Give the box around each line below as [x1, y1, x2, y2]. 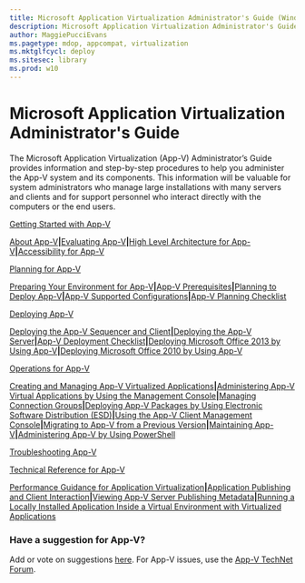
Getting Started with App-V [9, 218, 111, 229]
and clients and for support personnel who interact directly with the [9, 191, 261, 202]
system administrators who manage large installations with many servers [9, 181, 281, 192]
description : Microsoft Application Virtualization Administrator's [9, 22, 274, 31]
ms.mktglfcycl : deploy [9, 47, 95, 56]
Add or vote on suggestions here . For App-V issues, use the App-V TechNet [9, 554, 293, 565]
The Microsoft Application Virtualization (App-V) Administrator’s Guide [9, 152, 272, 164]
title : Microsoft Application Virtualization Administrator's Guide [9, 13, 274, 23]
